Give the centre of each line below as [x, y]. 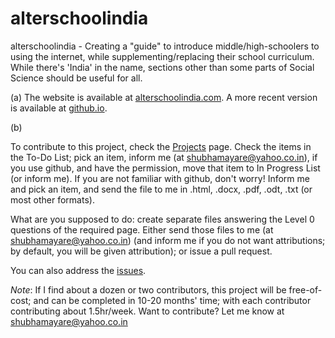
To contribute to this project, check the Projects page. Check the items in [161, 146]
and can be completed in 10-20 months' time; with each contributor [172, 300]
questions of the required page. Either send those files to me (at [142, 229]
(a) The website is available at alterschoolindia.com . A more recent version [164, 97]
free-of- [305, 289]
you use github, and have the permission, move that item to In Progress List [165, 168]
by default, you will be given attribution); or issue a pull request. [141, 251]
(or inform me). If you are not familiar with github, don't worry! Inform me [160, 178]
